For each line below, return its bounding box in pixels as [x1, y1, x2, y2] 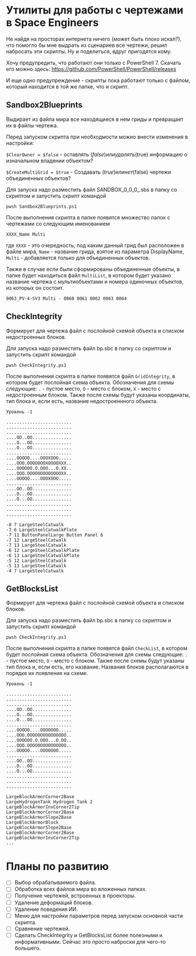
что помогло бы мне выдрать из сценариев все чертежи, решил [6, 42, 167, 49]
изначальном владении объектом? [6, 157, 94, 164]
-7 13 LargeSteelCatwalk [6, 542, 67, 548]
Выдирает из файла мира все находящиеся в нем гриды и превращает [6, 116, 184, 123]
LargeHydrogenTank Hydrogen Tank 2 [6, 799, 93, 805]
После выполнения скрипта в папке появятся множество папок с [6, 213, 171, 221]
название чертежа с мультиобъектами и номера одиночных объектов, [6, 278, 184, 285]
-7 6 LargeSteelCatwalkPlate [6, 527, 77, 533]
